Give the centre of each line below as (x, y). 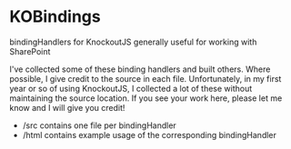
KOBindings (55, 17)
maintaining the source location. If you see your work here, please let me (146, 98)
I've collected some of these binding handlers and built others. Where (140, 69)
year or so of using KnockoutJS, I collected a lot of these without (131, 88)
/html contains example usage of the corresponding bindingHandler (150, 134)
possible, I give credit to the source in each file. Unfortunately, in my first (145, 78)
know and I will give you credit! (67, 107)
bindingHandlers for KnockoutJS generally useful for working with (133, 42)
